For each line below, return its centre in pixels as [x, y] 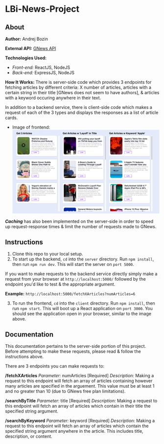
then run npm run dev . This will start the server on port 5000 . [73, 264]
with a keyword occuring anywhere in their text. [53, 98]
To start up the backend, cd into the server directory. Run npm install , [83, 259]
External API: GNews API [31, 48]
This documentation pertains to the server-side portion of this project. [76, 346]
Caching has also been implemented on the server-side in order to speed [79, 221]
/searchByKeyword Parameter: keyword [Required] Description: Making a [80, 421]
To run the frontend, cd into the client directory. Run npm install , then [83, 303]
